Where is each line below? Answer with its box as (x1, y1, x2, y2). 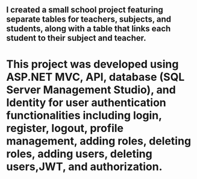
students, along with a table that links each (6, 24, 171, 34)
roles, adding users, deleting (6, 147, 152, 160)
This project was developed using (6, 57, 179, 71)
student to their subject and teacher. (6, 33, 146, 43)
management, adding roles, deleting (6, 134, 192, 148)
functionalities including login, (6, 108, 162, 122)
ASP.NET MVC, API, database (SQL (6, 70, 185, 84)
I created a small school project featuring (6, 5, 164, 15)
